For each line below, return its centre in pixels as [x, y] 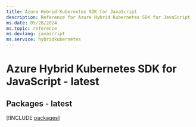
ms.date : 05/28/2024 [32, 23]
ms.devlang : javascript [36, 34]
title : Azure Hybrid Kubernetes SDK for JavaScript [71, 12]
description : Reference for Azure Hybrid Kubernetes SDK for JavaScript [98, 17]
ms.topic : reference [32, 28]
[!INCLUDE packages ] [33, 118]
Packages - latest [39, 103]
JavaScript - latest [53, 82]
